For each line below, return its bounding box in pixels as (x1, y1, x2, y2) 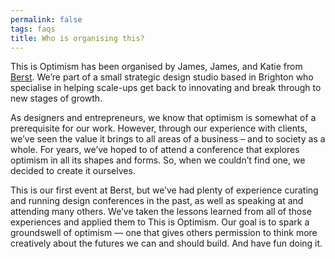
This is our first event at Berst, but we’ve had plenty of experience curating (10, 184, 319, 196)
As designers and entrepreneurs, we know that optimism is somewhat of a (10, 112, 317, 124)
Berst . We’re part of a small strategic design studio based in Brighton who (10, 71, 314, 83)
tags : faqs (10, 24, 56, 34)
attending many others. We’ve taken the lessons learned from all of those (10, 206, 312, 218)
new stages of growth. (10, 92, 103, 105)
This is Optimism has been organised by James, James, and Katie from (10, 61, 303, 73)
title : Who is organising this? (10, 33, 145, 43)
